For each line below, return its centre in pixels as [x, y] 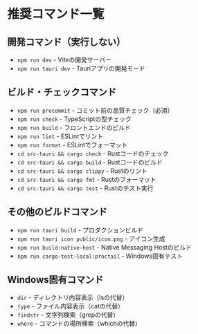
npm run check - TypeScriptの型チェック [74, 119]
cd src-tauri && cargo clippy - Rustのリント [82, 171]
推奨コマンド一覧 [56, 14]
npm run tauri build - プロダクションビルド [80, 230]
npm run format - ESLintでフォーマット [72, 145]
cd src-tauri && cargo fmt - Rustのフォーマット [87, 179]
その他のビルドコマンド [57, 212]
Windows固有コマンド [55, 280]
